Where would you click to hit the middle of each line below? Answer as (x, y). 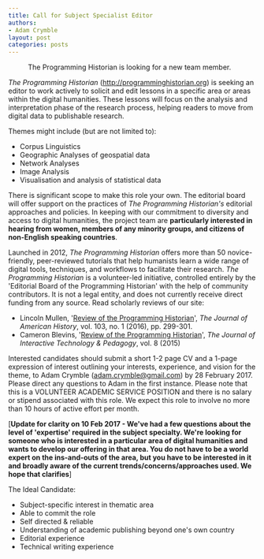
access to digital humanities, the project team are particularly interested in (130, 221)
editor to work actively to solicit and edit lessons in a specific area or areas (129, 91)
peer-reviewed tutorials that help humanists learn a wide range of (143, 261)
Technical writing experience (67, 547)
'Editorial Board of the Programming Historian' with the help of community (128, 286)
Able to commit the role (58, 513)
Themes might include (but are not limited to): (82, 132)
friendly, (22, 261)
